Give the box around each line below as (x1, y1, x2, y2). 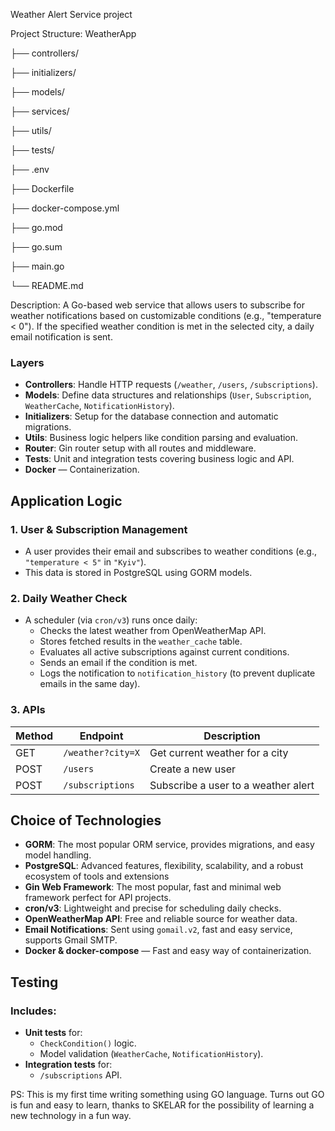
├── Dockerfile (10, 183, 75, 194)
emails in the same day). (39, 678, 141, 690)
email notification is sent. (10, 331, 113, 343)
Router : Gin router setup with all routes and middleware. (24, 442, 257, 454)
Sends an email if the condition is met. (39, 657, 198, 669)
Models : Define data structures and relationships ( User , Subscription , (24, 389, 312, 401)
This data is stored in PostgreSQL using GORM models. (24, 566, 253, 578)
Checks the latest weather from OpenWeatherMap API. (39, 625, 267, 637)
